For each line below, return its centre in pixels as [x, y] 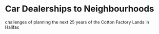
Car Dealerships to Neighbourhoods [80, 9]
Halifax [12, 27]
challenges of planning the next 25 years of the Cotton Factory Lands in [77, 22]
